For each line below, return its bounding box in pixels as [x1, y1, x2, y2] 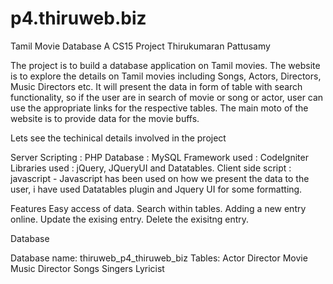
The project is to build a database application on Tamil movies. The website [10, 59, 321, 71]
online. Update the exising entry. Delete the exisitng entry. [10, 213, 250, 225]
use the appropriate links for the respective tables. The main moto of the [10, 102, 309, 114]
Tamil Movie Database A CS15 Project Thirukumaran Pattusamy [10, 40, 271, 52]
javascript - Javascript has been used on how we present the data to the [10, 172, 310, 184]
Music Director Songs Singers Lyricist [10, 262, 165, 274]
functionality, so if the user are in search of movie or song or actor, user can [10, 91, 324, 103]
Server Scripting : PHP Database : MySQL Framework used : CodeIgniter [10, 151, 309, 163]
